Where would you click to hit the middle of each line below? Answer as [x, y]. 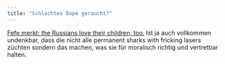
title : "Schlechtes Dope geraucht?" [60, 13]
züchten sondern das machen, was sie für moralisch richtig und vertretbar [113, 47]
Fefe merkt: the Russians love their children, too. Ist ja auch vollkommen [109, 33]
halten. [17, 54]
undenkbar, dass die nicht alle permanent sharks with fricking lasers [104, 40]
